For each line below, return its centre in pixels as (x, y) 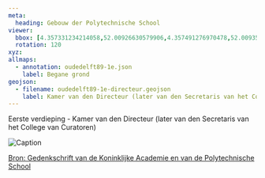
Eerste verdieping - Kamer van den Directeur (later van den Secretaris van (129, 119)
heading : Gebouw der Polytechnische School (88, 23)
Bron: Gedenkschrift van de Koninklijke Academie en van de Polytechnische (131, 158)
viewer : (21, 30)
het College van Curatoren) (52, 127)
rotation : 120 (38, 45)
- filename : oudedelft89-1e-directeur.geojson (93, 89)
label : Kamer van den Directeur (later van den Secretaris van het (135, 97)
